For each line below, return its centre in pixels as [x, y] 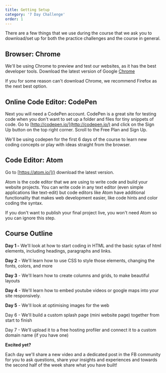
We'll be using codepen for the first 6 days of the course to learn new [76, 139]
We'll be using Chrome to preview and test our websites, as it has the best [81, 66]
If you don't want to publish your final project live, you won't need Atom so [81, 212]
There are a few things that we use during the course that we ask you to [79, 33]
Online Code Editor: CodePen [51, 102]
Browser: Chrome [33, 54]
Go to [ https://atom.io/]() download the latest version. [60, 172]
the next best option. [26, 86]
